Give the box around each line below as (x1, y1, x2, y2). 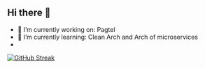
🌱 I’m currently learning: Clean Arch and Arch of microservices (17, 33, 198, 41)
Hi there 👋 (7, 7, 51, 19)
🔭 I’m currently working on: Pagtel (17, 25, 115, 33)
